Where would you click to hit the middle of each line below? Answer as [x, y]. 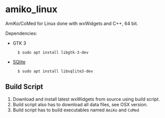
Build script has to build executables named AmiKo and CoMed [76, 110]
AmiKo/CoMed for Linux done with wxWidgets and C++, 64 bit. [72, 23]
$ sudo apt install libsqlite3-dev [55, 71]
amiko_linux [31, 9]
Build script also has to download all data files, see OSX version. [80, 104]
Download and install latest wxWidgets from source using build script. [86, 99]
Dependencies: [21, 33]
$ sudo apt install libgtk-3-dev [53, 52]
